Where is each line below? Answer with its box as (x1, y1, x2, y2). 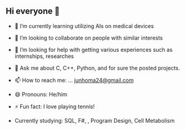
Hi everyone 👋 (5, 6, 60, 16)
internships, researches (14, 52, 74, 60)
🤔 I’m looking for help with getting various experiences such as (14, 46, 173, 53)
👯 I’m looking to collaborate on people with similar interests (14, 34, 163, 42)
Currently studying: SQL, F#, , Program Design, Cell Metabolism (14, 117, 175, 124)
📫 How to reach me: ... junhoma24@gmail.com (14, 76, 134, 84)
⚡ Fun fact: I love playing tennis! (14, 103, 95, 110)
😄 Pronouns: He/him (14, 90, 68, 98)
